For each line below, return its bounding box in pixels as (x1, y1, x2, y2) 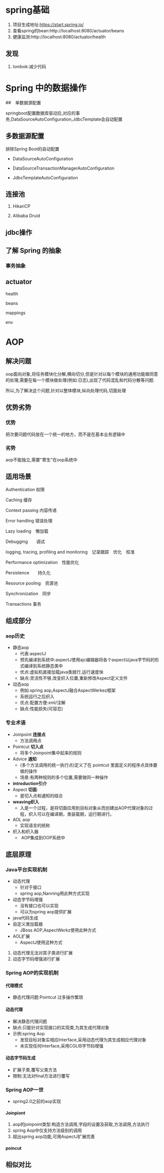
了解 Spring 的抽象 (5, 246, 61, 255)
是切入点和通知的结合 (20, 792, 63, 799)
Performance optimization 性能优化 (5, 559, 80, 565)
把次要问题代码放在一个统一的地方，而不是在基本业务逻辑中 (5, 431, 125, 437)
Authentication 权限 (5, 486, 45, 492)
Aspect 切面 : (12, 786, 39, 792)
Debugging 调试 (5, 538, 45, 544)
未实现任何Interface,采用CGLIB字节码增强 (20, 1043, 104, 1049)
